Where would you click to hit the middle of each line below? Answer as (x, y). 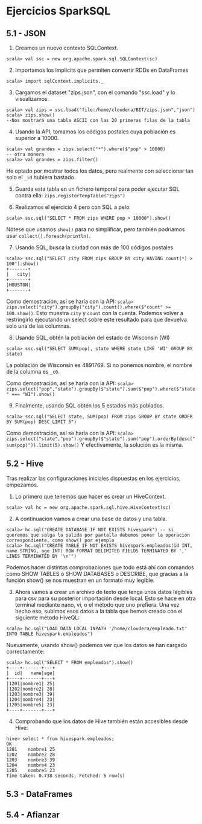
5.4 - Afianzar (33, 815)
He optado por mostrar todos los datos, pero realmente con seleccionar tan (100, 171)
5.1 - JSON (26, 34)
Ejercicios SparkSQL (58, 11)
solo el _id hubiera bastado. (41, 177)
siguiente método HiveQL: (47, 618)
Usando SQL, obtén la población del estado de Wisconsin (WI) (92, 337)
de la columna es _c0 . (33, 372)
